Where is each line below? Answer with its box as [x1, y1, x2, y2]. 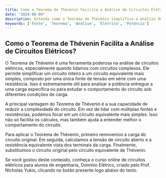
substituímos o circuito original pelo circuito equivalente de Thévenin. [5, 147, 147, 153]
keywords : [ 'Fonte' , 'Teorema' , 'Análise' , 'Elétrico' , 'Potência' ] [5, 21, 149, 26]
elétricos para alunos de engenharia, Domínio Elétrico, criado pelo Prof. [5, 162, 151, 168]
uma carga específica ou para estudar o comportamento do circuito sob [5, 86, 152, 92]
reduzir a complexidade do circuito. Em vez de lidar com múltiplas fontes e [5, 107, 157, 112]
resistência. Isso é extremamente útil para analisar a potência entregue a [5, 81, 153, 87]
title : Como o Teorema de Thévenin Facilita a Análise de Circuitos [5, 7, 149, 12]
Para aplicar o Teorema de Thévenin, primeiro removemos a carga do [5, 132, 146, 138]
